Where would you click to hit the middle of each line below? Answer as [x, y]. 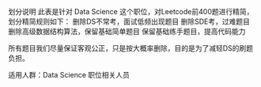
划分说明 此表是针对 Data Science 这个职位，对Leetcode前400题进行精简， [131, 11]
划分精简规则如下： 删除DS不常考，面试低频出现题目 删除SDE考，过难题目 [129, 21]
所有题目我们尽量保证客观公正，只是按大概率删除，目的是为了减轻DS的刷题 [131, 48]
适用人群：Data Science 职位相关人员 [69, 75]
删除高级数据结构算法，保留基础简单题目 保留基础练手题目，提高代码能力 [127, 31]
